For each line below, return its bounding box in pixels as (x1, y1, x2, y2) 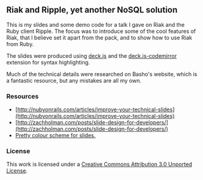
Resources (6, 92, 39, 100)
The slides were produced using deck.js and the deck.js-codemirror (6, 52, 177, 60)
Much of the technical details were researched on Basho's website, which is (6, 70, 198, 78)
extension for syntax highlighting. (6, 58, 90, 66)
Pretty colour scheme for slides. (15, 132, 96, 139)
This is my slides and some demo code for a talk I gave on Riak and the (6, 21, 185, 28)
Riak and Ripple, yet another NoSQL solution (6, 5, 178, 15)
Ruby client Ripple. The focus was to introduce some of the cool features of (6, 27, 196, 35)
